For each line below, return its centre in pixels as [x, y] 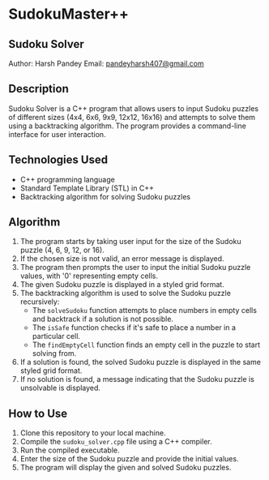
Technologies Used [58, 160]
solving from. [54, 354]
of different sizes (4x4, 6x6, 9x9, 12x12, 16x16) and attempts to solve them [132, 117]
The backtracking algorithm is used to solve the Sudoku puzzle [125, 294]
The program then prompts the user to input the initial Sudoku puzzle [135, 268]
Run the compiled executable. [70, 450]
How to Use [38, 413]
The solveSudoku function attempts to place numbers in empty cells [145, 311]
